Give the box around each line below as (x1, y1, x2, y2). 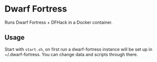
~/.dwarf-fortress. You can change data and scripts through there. (4, 51, 138, 57)
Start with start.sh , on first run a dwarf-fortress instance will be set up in (4, 46, 153, 52)
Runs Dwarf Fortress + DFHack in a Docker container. (4, 19, 113, 25)
